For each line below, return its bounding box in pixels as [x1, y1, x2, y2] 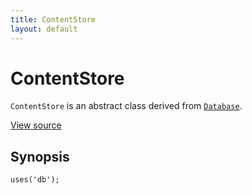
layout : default [10, 24, 78, 34]
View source [10, 119, 62, 131]
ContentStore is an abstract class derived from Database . [10, 100, 243, 112]
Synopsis [10, 148, 70, 165]
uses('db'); [10, 175, 60, 185]
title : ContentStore [10, 14, 97, 25]
